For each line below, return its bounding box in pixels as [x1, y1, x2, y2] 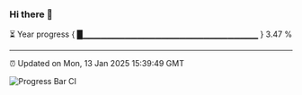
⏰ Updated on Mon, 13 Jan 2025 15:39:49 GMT [9, 58, 184, 69]
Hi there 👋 [9, 8, 54, 21]
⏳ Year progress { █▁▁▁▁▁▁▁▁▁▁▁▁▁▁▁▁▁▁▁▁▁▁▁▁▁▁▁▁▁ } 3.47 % [9, 29, 293, 39]
